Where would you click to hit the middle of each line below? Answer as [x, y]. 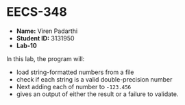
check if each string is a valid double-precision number [94, 79]
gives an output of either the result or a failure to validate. [97, 94]
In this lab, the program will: [46, 58]
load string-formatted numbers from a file [75, 72]
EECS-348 [37, 12]
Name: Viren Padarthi [47, 31]
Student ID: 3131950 [45, 38]
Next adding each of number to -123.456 [74, 86]
